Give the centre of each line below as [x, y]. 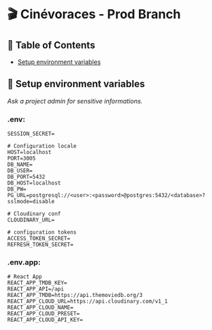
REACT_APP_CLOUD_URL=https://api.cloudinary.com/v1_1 [88, 302]
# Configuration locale [42, 146]
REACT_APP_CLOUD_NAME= [40, 307]
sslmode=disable [31, 202]
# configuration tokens [42, 233]
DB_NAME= [20, 165]
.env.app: [24, 262]
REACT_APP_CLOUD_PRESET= [44, 314]
